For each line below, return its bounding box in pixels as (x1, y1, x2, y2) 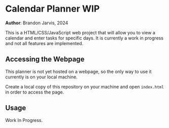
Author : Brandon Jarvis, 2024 (5, 20, 69, 26)
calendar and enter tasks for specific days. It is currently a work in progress (5, 35, 164, 41)
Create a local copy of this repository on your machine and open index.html (5, 83, 164, 90)
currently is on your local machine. (5, 74, 78, 80)
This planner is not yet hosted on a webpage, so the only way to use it (5, 68, 152, 74)
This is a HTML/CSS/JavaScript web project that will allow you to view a (5, 29, 156, 35)
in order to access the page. (5, 89, 64, 95)
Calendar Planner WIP (5, 3, 100, 15)
